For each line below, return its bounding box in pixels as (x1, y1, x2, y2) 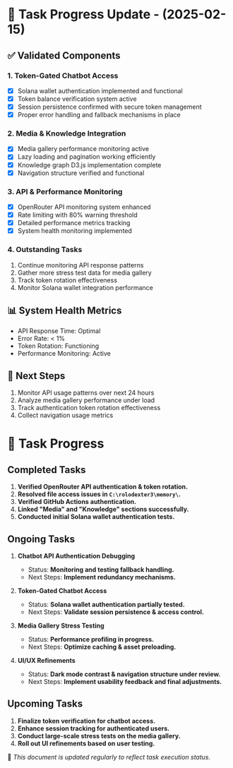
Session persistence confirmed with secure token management (17, 102, 202, 111)
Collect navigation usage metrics (17, 411, 114, 419)
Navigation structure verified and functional (17, 169, 145, 177)
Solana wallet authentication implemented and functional (17, 86, 184, 95)
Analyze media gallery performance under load (17, 396, 155, 404)
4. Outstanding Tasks (7, 245, 83, 255)
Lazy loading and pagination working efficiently (17, 152, 156, 161)
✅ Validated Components (7, 49, 121, 61)
